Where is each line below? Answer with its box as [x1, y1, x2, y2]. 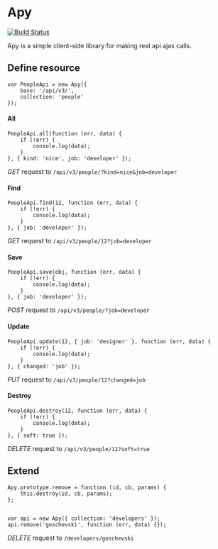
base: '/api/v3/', [20, 87, 75, 94]
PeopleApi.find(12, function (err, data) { [7, 199, 138, 206]
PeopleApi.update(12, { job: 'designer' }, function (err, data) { [7, 338, 212, 345]
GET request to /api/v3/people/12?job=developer [7, 237, 152, 245]
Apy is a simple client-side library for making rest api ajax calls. [7, 41, 192, 50]
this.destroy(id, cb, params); [20, 490, 113, 497]
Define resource [7, 62, 80, 74]
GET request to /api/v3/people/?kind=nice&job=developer [7, 167, 178, 176]
